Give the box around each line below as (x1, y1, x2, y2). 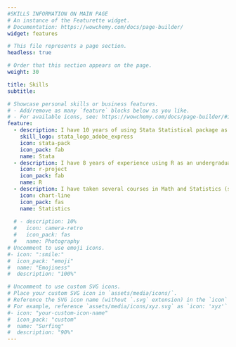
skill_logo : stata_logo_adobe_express (20, 133, 133, 140)
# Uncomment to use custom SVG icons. (7, 283, 121, 291)
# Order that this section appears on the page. (7, 62, 152, 69)
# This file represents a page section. (7, 43, 128, 50)
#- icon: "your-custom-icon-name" (7, 309, 109, 317)
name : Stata (20, 153, 55, 160)
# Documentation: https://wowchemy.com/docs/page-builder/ (7, 23, 184, 30)
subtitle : (7, 87, 37, 95)
